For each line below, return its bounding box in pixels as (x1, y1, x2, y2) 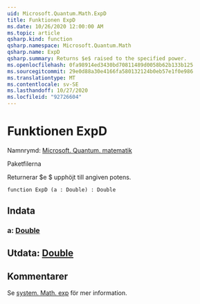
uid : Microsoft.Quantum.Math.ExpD (7, 10, 107, 17)
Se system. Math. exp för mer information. (7, 289, 128, 297)
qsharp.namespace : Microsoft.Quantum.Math (7, 42, 131, 49)
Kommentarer (7, 271, 69, 283)
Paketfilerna (7, 160, 42, 168)
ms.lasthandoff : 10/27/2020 (7, 87, 89, 94)
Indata (7, 205, 36, 217)
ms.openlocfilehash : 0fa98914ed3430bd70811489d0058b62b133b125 (7, 61, 194, 68)
